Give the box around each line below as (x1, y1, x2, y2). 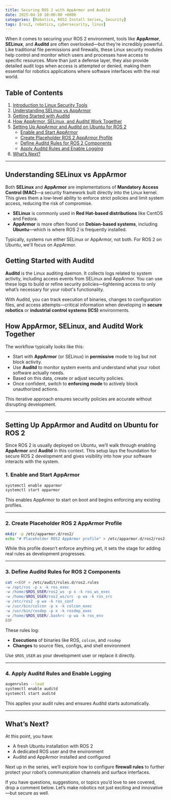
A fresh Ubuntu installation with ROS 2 (12, 743, 93, 749)
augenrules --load (5, 681, 44, 687)
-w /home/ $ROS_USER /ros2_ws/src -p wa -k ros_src (5, 594, 113, 599)
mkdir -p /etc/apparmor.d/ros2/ (5, 531, 74, 537)
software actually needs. (12, 370, 65, 376)
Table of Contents (5, 88, 64, 97)
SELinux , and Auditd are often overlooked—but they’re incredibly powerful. (5, 41, 164, 47)
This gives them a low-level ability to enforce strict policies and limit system (5, 195, 164, 201)
